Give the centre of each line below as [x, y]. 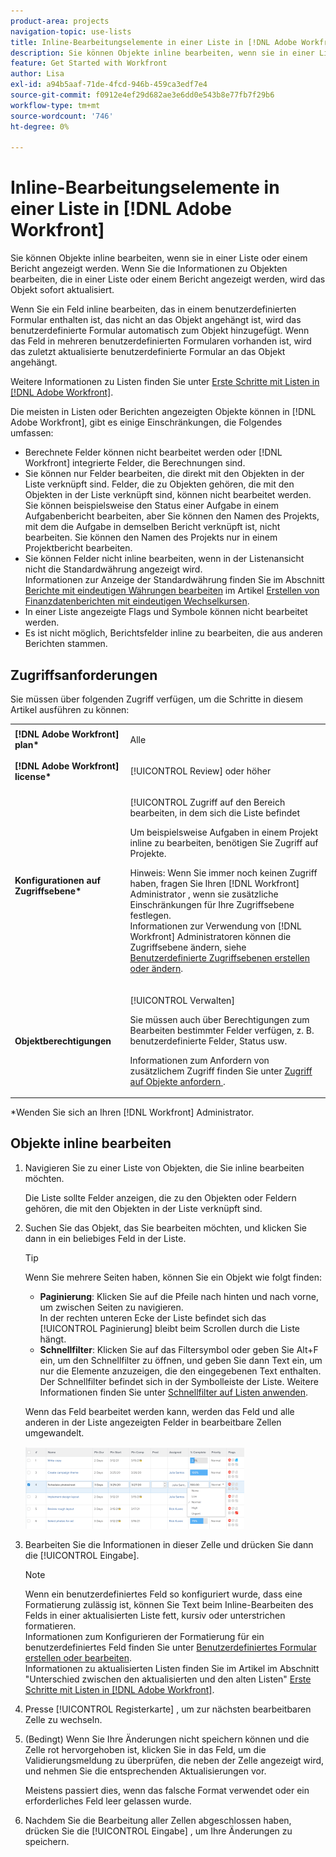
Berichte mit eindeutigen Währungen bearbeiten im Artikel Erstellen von [172, 591]
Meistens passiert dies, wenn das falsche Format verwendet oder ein [167, 1790]
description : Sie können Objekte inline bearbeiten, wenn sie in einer [162, 53]
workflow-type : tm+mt [55, 105]
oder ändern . [156, 969]
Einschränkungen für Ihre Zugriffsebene [212, 905]
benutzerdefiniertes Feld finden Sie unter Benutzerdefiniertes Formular [170, 1647]
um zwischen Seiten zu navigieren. [111, 1307]
